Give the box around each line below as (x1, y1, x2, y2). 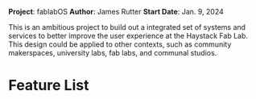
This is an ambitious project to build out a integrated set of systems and (8, 23, 246, 31)
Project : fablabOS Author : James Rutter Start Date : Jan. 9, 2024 (8, 7, 224, 16)
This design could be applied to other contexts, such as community (8, 39, 232, 49)
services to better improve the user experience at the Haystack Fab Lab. (8, 31, 248, 40)
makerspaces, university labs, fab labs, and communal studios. (8, 48, 217, 57)
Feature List (8, 76, 89, 95)
